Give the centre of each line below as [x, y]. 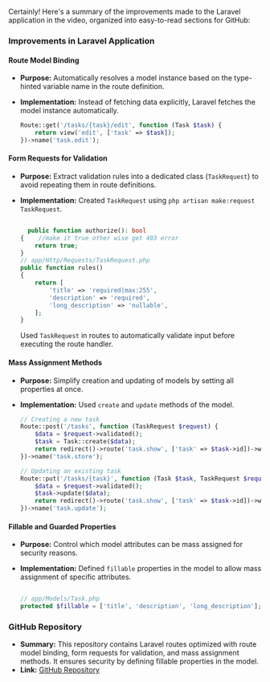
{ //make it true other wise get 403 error [99, 238]
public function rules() [61, 268]
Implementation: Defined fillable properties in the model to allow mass [141, 569]
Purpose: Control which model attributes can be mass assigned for [131, 545]
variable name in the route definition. [104, 87]
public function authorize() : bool [87, 231]
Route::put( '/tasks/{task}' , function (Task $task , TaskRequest [130, 478]
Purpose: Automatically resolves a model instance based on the [126, 78]
